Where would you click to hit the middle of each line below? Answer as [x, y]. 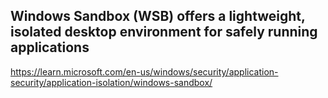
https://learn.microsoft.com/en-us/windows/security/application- [144, 71]
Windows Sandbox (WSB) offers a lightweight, [158, 16]
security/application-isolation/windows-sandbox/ [111, 82]
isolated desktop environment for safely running [164, 32]
